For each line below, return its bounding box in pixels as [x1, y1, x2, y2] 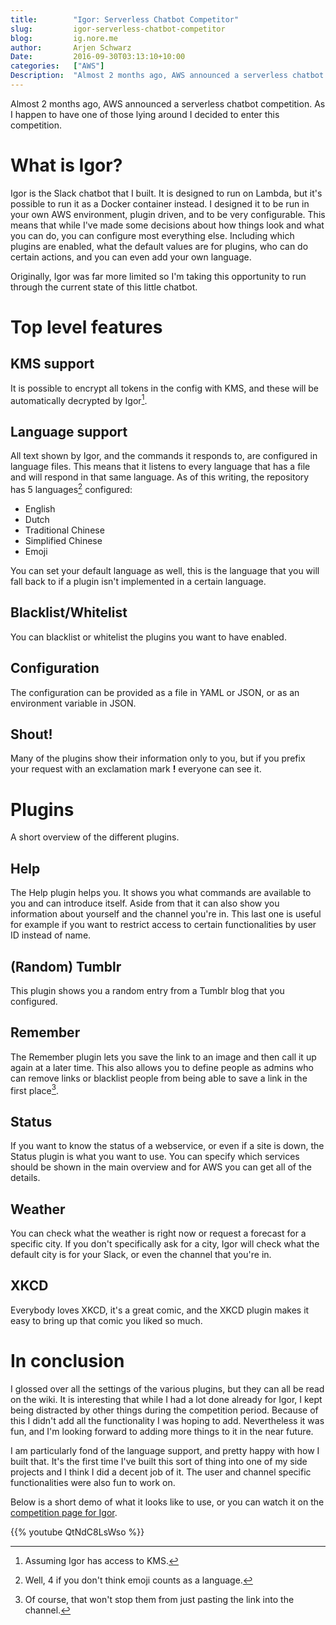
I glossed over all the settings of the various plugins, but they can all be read [10, 1382, 325, 1395]
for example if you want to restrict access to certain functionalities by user [10, 919, 317, 931]
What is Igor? [10, 154, 123, 177]
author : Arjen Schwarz [10, 42, 132, 53]
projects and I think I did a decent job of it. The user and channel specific [10, 1466, 312, 1478]
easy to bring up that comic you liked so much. [10, 1314, 203, 1326]
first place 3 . [10, 1082, 59, 1096]
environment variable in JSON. [10, 697, 137, 709]
